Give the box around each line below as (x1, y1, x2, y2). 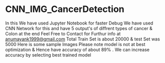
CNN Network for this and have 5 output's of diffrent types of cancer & (5, 25, 153, 31)
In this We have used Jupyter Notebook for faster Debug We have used (5, 20, 153, 26)
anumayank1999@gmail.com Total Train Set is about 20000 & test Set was (5, 36, 160, 42)
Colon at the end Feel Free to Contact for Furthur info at (5, 30, 121, 36)
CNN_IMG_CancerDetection (5, 3, 125, 15)
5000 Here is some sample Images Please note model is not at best (5, 41, 145, 47)
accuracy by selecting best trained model (5, 51, 92, 58)
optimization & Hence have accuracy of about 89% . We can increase (5, 46, 150, 52)
